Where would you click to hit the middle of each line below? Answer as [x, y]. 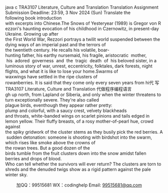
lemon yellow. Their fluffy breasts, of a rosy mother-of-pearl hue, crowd [79, 121]
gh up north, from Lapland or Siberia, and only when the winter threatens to [83, 94]
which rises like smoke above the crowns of [50, 142]
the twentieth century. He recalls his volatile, [51, 50]
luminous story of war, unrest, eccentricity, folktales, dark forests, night [79, 66]
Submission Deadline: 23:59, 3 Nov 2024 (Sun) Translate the [68, 13]
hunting [13, 55]
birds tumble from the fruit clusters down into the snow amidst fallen [76, 153]
